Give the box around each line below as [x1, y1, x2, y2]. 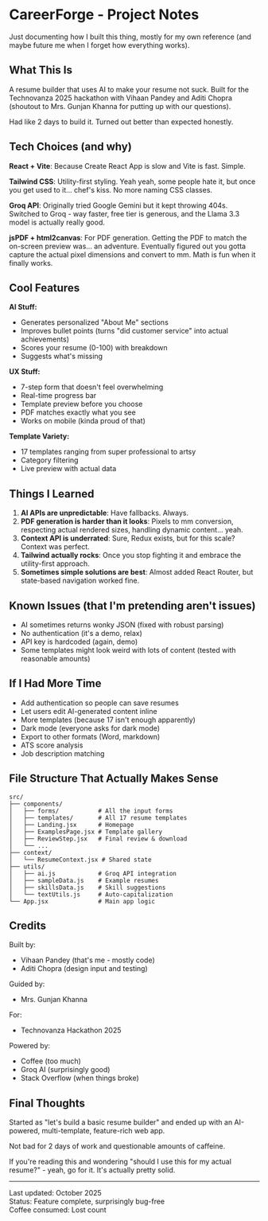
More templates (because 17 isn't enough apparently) [20, 715, 196, 724]
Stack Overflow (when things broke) [20, 1073, 140, 1083]
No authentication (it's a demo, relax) [20, 629, 142, 638]
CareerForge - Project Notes [9, 6, 200, 24]
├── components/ [9, 800, 63, 808]
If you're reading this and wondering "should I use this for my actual [9, 1157, 231, 1167]
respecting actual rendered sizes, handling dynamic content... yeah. [20, 525, 243, 535]
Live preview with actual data [20, 464, 117, 474]
